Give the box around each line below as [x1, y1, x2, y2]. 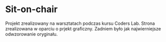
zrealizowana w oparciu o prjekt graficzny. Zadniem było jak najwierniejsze [5, 25, 161, 31]
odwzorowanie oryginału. [5, 31, 58, 37]
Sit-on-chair [5, 4, 58, 15]
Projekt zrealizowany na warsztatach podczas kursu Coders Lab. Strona [5, 20, 155, 26]
